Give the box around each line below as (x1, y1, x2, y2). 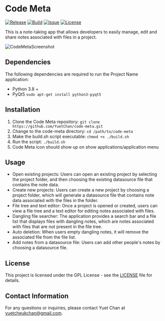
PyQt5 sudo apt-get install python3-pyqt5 (12, 91, 101, 97)
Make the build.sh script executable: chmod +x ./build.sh (12, 133, 130, 139)
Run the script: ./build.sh (12, 139, 66, 145)
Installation (5, 106, 40, 114)
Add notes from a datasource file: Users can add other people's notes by (12, 240, 161, 245)
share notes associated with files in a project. (5, 34, 97, 40)
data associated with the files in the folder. (12, 198, 99, 203)
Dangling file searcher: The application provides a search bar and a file (12, 213, 157, 219)
